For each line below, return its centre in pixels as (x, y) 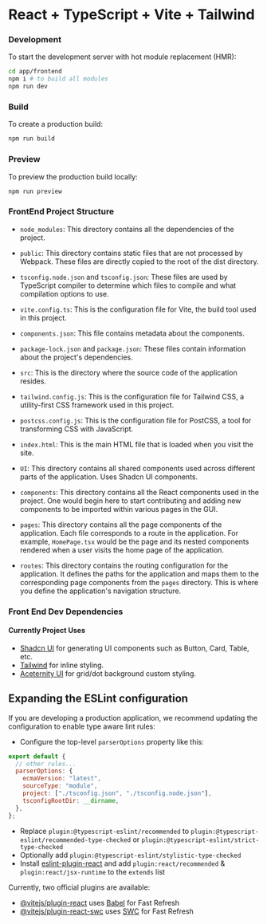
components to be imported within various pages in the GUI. (119, 509)
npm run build (32, 139)
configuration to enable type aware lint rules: (82, 726)
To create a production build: (56, 124)
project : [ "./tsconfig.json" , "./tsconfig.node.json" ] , (118, 794)
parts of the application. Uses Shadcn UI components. (108, 477)
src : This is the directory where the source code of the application (128, 372)
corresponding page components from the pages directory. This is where (139, 582)
